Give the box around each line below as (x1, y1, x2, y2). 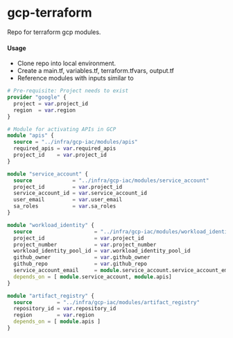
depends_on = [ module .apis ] (13, 318, 101, 326)
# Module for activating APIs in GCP (7, 126, 116, 133)
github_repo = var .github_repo (13, 260, 148, 268)
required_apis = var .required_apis (13, 145, 116, 152)
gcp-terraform (7, 5, 92, 21)
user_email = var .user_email (13, 196, 123, 203)
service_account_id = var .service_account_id (13, 189, 148, 197)
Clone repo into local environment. (17, 59, 116, 67)
